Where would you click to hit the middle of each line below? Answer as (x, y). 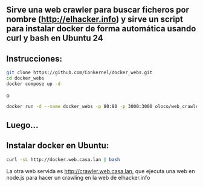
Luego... (22, 125)
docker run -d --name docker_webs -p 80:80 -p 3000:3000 (79, 106)
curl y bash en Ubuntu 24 (55, 38)
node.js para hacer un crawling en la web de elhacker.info (78, 177)
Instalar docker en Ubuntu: (58, 146)
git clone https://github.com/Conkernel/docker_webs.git (79, 73)
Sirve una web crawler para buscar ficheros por (98, 10)
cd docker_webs (25, 78)
